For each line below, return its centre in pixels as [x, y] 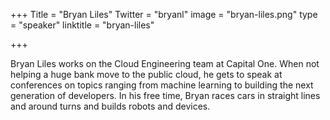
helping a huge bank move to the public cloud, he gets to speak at [146, 74]
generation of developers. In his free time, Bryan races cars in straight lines [165, 95]
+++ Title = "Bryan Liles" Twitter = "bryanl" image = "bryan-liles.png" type [164, 14]
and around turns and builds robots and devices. [110, 106]
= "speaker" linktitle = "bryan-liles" [82, 25]
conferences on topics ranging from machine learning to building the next [162, 85]
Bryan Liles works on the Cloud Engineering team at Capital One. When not [165, 63]
